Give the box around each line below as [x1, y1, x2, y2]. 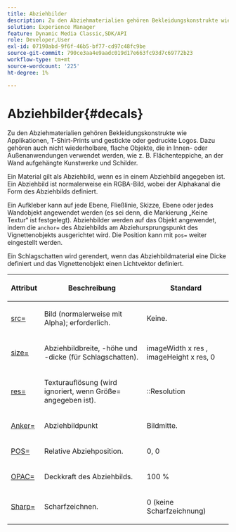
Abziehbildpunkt [44, 421, 98, 431]
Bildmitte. [146, 421, 178, 431]
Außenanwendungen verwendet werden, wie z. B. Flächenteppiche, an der [7, 151, 223, 160]
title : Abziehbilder [7, 10, 68, 18]
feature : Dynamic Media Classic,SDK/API [7, 30, 128, 37]
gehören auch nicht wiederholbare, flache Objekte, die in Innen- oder [7, 144, 208, 152]
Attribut [11, 283, 37, 293]
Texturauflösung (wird [44, 378, 117, 388]
